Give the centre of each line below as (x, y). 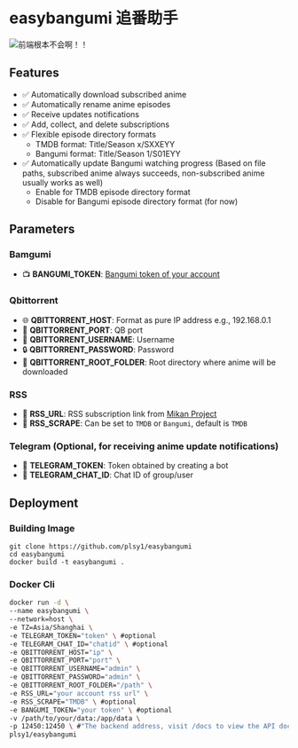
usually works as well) (63, 182)
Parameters (42, 229)
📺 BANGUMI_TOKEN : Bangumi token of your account (121, 274)
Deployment (44, 503)
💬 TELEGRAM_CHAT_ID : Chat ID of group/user (107, 475)
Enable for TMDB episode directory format (113, 192)
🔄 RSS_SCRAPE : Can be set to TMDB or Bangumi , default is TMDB (135, 423)
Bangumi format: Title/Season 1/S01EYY (108, 154)
